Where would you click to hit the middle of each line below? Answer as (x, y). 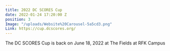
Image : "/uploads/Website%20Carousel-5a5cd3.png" (59, 24)
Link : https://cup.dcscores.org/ (41, 29)
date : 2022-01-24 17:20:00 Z (36, 15)
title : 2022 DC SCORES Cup (34, 10)
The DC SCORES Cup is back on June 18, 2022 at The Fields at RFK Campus (85, 43)
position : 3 (18, 19)
